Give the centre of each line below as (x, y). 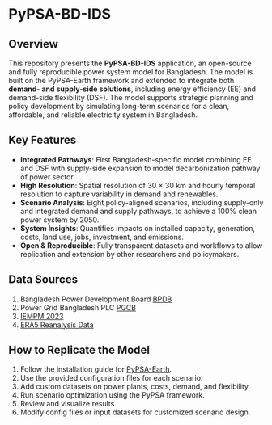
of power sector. (47, 177)
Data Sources (43, 280)
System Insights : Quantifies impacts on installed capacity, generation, (138, 228)
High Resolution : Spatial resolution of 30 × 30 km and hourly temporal (138, 185)
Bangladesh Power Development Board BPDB (96, 299)
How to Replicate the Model (79, 350)
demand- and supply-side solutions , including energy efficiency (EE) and (132, 89)
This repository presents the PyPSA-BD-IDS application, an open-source (130, 63)
